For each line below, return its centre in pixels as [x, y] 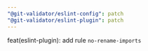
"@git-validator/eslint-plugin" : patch [66, 20]
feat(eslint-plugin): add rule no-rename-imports [74, 40]
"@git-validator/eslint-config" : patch [66, 14]
